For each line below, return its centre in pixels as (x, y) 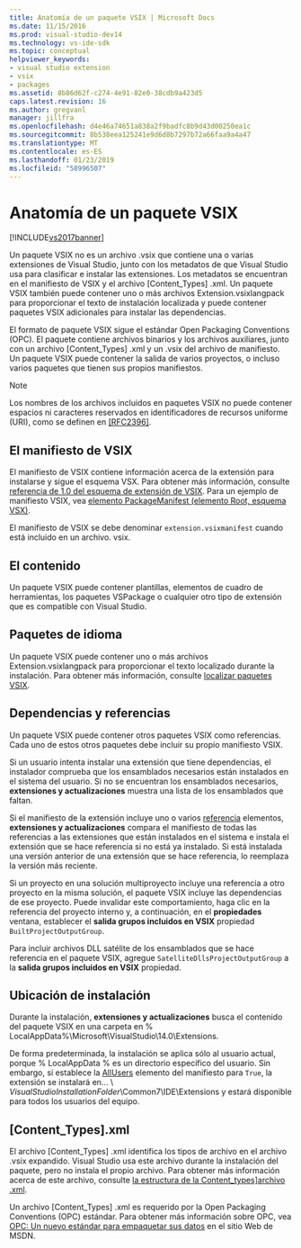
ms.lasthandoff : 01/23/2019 (62, 160)
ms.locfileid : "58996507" (58, 168)
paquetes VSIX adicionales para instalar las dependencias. (118, 312)
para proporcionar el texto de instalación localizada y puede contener (138, 303)
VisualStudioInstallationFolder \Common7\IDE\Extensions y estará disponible (150, 1092)
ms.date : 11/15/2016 (48, 26)
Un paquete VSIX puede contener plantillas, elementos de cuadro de (136, 587)
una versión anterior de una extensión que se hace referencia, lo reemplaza (149, 856)
